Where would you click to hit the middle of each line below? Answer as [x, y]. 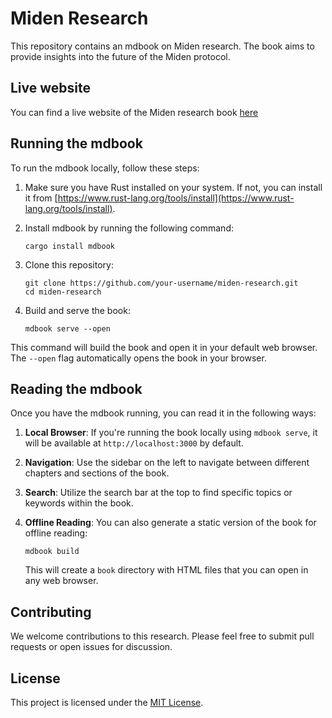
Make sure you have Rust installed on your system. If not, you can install [173, 187]
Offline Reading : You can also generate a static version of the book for [170, 523]
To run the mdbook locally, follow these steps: [105, 168]
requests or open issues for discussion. [91, 647]
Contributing [51, 612]
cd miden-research [63, 292]
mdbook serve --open [67, 328]
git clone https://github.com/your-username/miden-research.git [161, 283]
